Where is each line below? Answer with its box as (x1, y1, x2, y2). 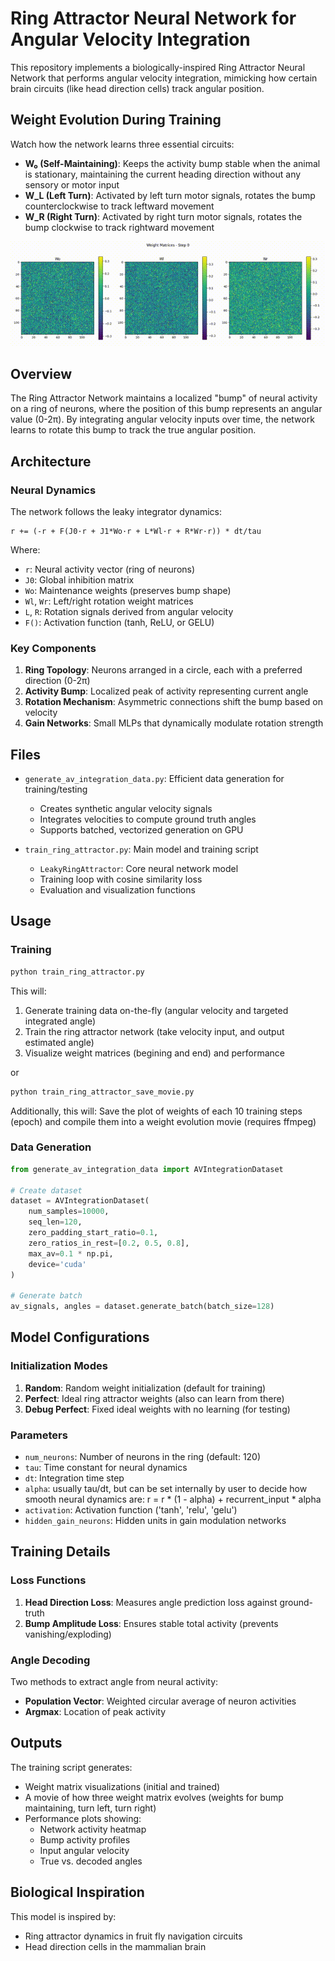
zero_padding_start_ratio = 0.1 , (28, 1228, 159, 1238)
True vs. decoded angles (39, 1855, 143, 1867)
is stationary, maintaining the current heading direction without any (24, 168, 302, 180)
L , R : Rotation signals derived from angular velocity (24, 605, 234, 617)
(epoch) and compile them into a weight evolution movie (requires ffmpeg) (10, 1115, 317, 1127)
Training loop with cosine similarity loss (39, 873, 203, 886)
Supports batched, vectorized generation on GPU (39, 824, 244, 836)
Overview (10, 365, 73, 382)
